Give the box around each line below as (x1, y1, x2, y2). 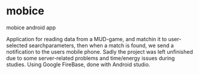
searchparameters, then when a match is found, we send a (29, 42, 174, 49)
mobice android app (6, 24, 56, 31)
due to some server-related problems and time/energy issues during (6, 54, 175, 61)
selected (6, 42, 28, 49)
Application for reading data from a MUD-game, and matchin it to (6, 35, 167, 42)
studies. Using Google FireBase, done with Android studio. (6, 61, 150, 68)
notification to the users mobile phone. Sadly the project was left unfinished (6, 48, 194, 55)
